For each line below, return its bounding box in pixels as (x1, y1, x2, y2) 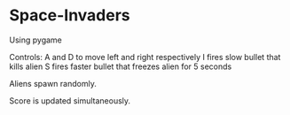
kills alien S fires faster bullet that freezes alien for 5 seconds (9, 61, 232, 72)
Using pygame (9, 34, 62, 45)
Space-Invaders (9, 5, 130, 26)
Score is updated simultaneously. (9, 95, 131, 106)
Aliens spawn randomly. (9, 78, 98, 88)
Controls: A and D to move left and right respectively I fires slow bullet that (9, 51, 281, 62)
